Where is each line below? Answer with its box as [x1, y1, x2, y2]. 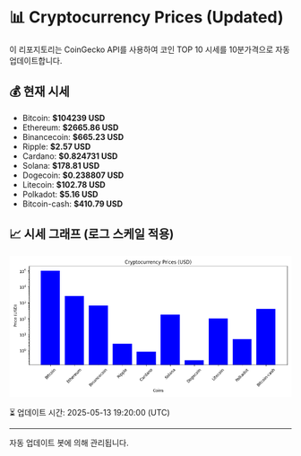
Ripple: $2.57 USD [21, 141, 91, 152]
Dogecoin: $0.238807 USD [21, 170, 125, 180]
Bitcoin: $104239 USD [21, 112, 106, 123]
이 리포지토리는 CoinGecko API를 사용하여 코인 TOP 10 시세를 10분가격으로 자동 [9, 44, 290, 55]
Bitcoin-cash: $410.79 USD [21, 198, 124, 209]
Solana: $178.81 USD [21, 160, 100, 171]
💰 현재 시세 [9, 84, 70, 100]
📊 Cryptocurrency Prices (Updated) [9, 7, 284, 28]
